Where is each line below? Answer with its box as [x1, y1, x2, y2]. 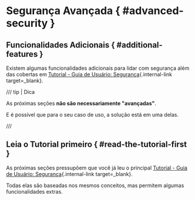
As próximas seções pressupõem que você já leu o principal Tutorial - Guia [6, 164, 188, 171]
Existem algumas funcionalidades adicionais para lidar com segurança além [6, 65, 190, 72]
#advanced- [122, 4, 184, 18]
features [6, 49, 38, 59]
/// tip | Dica [6, 89, 35, 95]
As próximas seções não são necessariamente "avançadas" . [6, 100, 157, 107]
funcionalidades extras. [6, 188, 63, 195]
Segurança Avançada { [6, 4, 120, 18]
